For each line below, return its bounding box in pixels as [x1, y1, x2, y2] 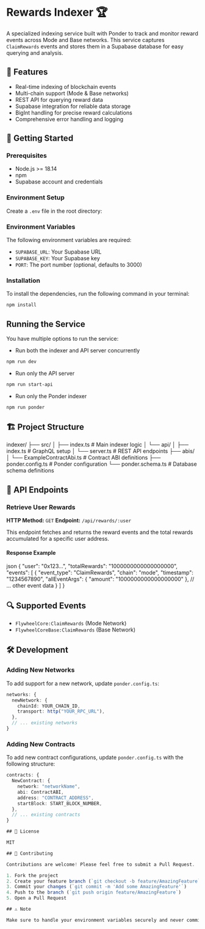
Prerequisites [6, 151, 47, 160]
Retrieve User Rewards [6, 503, 76, 511]
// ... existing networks [12, 720, 78, 726]
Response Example [6, 549, 56, 556]
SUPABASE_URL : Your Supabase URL [15, 248, 102, 255]
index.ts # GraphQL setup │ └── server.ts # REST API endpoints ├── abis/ [6, 447, 195, 455]
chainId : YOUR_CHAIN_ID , [17, 703, 81, 709]
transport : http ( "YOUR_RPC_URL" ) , [17, 708, 105, 714]
